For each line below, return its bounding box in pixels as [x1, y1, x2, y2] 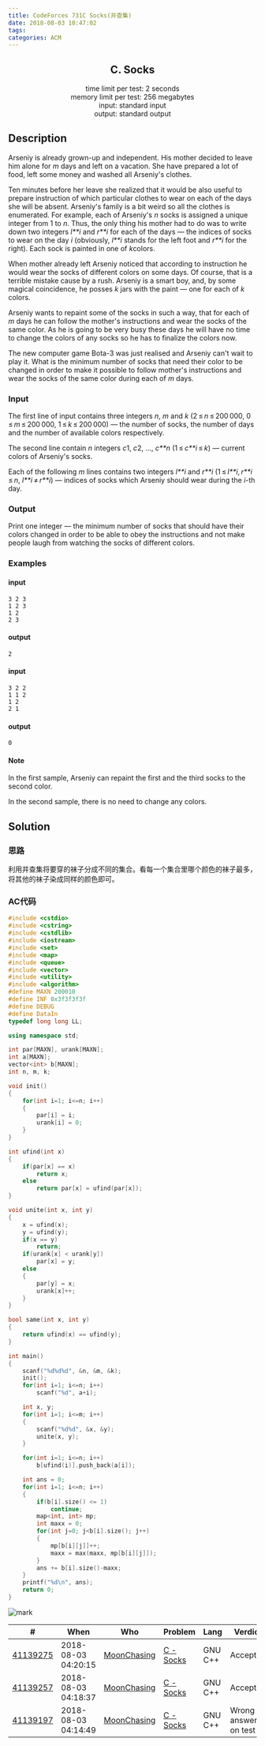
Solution [8, 819, 50, 833]
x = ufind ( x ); [22, 1221, 69, 1229]
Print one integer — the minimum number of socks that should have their [8, 521, 244, 531]
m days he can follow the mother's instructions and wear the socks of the [8, 316, 247, 325]
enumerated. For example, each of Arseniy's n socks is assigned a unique [8, 210, 248, 220]
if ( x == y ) [22, 1236, 58, 1244]
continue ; [50, 1505, 83, 1513]
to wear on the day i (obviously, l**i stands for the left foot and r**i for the [8, 235, 247, 245]
